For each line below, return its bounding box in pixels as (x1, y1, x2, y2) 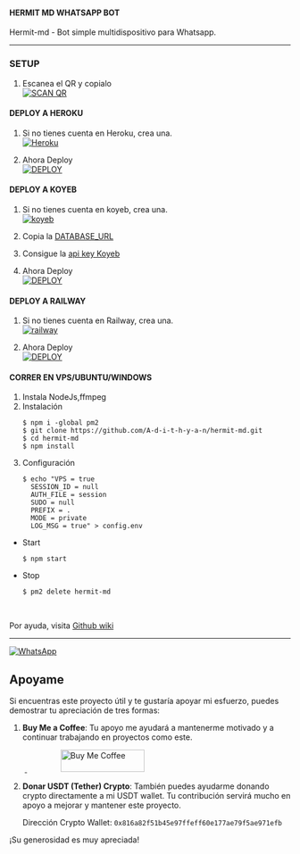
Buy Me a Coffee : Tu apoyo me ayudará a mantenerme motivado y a (21, 723, 274, 734)
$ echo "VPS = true (21, 475, 96, 484)
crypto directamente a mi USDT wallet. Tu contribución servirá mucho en (21, 791, 291, 801)
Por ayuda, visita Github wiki (9, 620, 114, 631)
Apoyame (9, 672, 64, 687)
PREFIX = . (30, 506, 71, 515)
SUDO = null (30, 498, 75, 508)
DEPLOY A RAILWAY (9, 295, 87, 306)
